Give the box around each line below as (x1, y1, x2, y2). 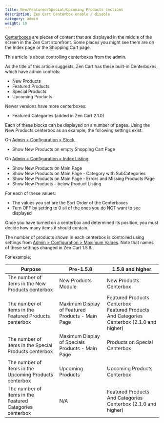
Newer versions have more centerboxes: (5, 103, 87, 109)
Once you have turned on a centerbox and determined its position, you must (5, 220, 159, 225)
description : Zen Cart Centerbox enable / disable (5, 12, 110, 17)
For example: (5, 254, 32, 260)
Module (59, 283, 77, 290)
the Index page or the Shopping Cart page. (5, 45, 91, 50)
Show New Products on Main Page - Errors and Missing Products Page (12, 176, 155, 181)
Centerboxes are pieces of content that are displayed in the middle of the (5, 34, 152, 40)
